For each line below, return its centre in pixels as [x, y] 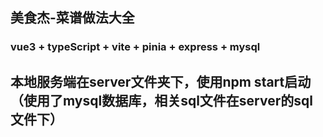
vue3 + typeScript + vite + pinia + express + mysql [135, 47]
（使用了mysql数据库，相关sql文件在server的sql [161, 100]
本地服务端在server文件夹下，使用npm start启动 [161, 81]
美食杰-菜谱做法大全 [72, 18]
